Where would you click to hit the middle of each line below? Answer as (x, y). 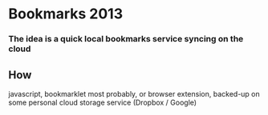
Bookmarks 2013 (65, 14)
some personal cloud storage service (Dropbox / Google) (103, 102)
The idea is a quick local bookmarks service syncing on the (126, 39)
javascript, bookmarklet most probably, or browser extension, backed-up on (134, 93)
